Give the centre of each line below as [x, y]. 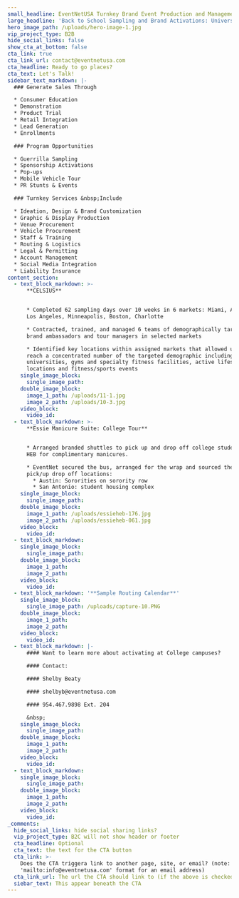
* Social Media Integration [55, 264]
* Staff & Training [43, 238]
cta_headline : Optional [49, 844]
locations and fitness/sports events [82, 369]
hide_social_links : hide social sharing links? [86, 830]
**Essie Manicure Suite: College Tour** [87, 429]
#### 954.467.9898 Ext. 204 [68, 705]
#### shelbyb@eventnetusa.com [71, 692]
